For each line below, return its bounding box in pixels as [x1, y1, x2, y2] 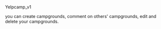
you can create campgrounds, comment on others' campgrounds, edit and [5, 14, 157, 19]
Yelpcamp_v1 [5, 4, 32, 10]
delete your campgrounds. [5, 19, 59, 24]
